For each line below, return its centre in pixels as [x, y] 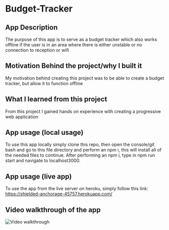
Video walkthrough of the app [53, 210]
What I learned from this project [56, 99]
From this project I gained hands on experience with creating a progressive [83, 111]
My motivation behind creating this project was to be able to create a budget [85, 78]
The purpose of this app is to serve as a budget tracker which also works [81, 39]
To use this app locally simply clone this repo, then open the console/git [80, 144]
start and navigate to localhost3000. [43, 161]
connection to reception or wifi [37, 50]
